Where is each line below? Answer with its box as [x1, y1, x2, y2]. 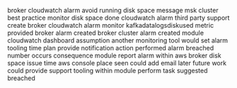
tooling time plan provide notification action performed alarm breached [7, 44, 214, 52]
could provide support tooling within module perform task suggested [7, 67, 208, 75]
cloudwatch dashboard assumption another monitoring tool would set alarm [7, 36, 229, 45]
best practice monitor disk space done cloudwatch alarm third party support [7, 13, 230, 22]
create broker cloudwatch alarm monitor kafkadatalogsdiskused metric [7, 21, 214, 29]
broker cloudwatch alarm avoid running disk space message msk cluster [7, 6, 219, 14]
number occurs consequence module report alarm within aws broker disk [7, 51, 221, 60]
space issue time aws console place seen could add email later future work [7, 59, 227, 67]
